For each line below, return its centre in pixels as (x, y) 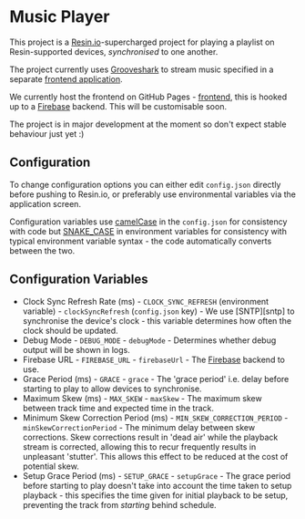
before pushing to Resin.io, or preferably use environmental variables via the (152, 194)
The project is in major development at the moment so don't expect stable (148, 124)
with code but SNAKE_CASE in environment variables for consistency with (148, 231)
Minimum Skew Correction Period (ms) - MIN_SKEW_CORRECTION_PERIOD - (155, 418)
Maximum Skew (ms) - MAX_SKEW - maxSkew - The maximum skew (142, 398)
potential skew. (51, 466)
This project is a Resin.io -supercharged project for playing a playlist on (142, 42)
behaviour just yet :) (47, 133)
